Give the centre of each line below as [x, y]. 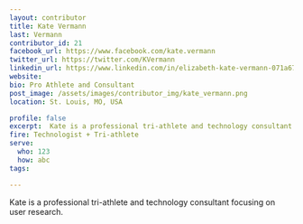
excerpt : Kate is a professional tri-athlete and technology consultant [151, 126]
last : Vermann [36, 34]
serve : [22, 144]
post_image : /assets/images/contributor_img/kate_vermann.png [129, 93]
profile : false [38, 118]
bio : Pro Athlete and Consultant [72, 85]
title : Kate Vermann [48, 26]
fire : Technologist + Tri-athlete [74, 135]
